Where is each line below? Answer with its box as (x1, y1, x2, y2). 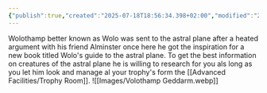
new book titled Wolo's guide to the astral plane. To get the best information (8, 50, 257, 60)
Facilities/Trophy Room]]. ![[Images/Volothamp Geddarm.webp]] (8, 76, 219, 85)
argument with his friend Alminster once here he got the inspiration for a (8, 41, 245, 52)
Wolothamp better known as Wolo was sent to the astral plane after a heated (8, 33, 259, 43)
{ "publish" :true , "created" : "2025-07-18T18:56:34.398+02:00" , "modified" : (8, 11, 254, 20)
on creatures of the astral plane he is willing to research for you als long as (8, 59, 253, 68)
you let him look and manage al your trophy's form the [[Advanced (8, 67, 226, 76)
